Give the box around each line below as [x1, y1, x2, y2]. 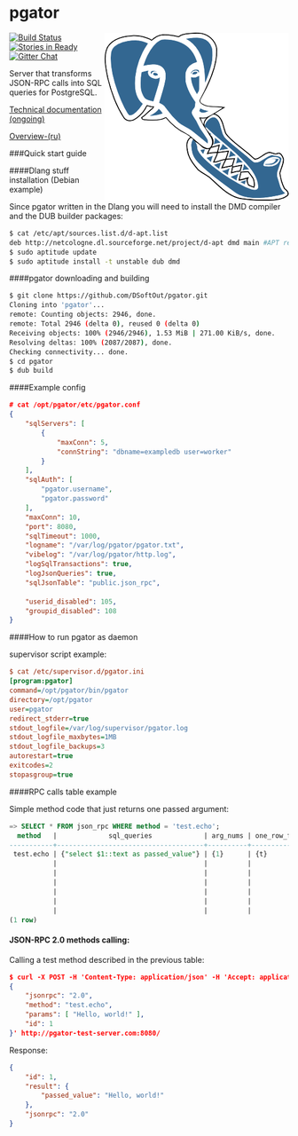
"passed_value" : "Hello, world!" [41, 1091, 165, 1100]
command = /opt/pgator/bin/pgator [9, 686, 129, 695]
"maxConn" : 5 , [56, 438, 109, 446]
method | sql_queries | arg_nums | [17, 831, 252, 840]
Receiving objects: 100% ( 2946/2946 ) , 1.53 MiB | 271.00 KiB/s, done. [9, 328, 276, 337]
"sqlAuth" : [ [25, 476, 74, 485]
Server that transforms [9, 67, 92, 78]
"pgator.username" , [41, 485, 114, 494]
